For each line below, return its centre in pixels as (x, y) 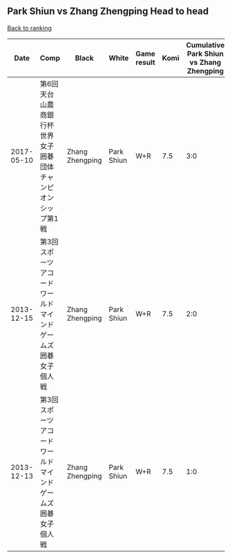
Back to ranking (29, 28)
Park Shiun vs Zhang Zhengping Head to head (108, 11)
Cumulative (205, 45)
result (145, 62)
